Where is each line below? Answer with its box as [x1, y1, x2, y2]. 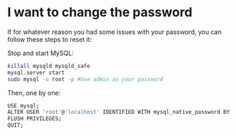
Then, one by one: [7, 88, 61, 97]
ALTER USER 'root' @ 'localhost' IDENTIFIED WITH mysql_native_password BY [7, 109, 231, 116]
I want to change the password [7, 4, 193, 20]
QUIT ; [7, 122, 23, 129]
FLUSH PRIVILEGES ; [7, 115, 62, 122]
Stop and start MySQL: [7, 49, 75, 57]
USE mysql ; [7, 102, 40, 110]
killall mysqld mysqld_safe [7, 62, 91, 69]
